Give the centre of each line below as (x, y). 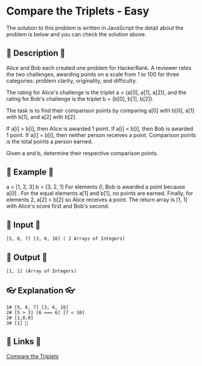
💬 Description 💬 (36, 53)
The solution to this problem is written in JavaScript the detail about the (95, 28)
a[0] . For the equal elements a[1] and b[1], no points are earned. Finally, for (100, 193)
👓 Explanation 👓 (41, 290)
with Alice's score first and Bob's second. (58, 206)
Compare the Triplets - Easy (78, 11)
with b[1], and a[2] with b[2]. (42, 117)
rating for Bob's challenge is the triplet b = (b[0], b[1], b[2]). (80, 98)
